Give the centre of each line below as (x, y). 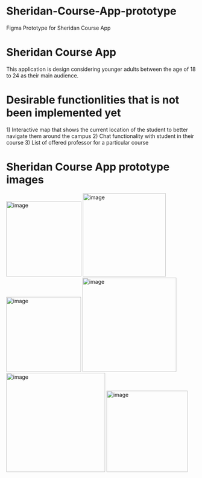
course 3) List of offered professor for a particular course (77, 142)
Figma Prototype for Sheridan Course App (58, 28)
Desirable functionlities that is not (93, 100)
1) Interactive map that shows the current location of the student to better (97, 129)
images (25, 180)
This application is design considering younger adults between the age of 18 (101, 69)
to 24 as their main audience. (43, 75)
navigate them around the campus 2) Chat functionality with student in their (100, 136)
